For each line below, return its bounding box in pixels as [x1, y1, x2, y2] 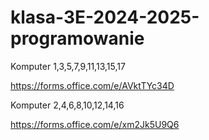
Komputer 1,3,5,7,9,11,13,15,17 [10, 60, 126, 72]
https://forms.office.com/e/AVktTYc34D [10, 79, 175, 91]
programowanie [10, 27, 145, 50]
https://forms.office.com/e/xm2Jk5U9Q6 [10, 118, 180, 130]
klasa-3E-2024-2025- [10, 6, 200, 29]
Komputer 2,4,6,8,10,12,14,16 [10, 99, 125, 111]
